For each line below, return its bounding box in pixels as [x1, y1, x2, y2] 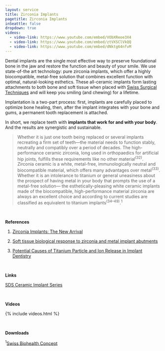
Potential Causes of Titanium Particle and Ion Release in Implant [12, 247, 142, 253]
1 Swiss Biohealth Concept [5, 339, 58, 346]
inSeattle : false [5, 21, 41, 26]
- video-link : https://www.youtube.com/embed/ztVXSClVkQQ [9, 40, 132, 45]
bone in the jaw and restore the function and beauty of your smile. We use [5, 63, 156, 69]
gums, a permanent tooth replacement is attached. [5, 110, 108, 116]
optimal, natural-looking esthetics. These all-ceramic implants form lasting [5, 79, 157, 85]
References [5, 219, 30, 225]
